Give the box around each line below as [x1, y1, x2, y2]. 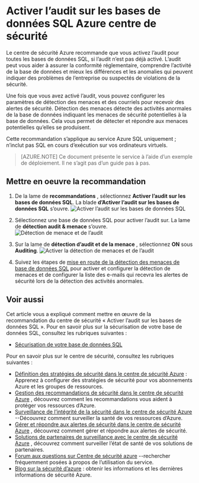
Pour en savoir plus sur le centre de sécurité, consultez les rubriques [6, 352, 174, 359]
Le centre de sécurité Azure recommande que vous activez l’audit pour [6, 49, 179, 56]
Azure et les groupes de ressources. [14, 383, 104, 390]
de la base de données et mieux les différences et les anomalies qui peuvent [6, 68, 193, 75]
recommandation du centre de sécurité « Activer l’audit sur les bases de [6, 317, 182, 324]
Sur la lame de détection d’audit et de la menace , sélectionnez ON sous [14, 241, 193, 248]
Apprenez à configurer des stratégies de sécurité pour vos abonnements [14, 376, 192, 384]
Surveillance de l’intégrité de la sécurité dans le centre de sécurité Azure [14, 408, 192, 415]
